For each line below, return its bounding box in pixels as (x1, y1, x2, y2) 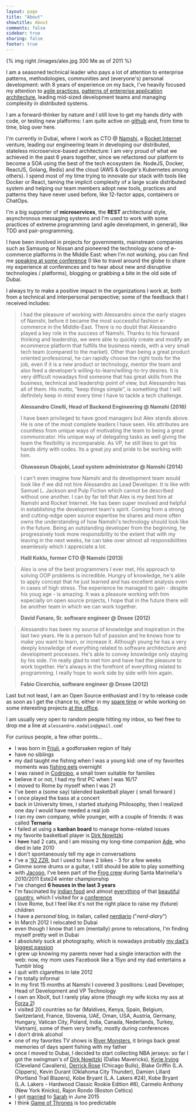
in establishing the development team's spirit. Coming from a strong (20, 505, 184, 512)
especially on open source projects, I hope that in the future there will (20, 597, 188, 604)
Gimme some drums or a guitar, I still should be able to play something (14, 863, 184, 870)
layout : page (6, 8, 38, 15)
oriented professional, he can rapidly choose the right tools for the (20, 354, 181, 361)
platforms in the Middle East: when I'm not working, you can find (33, 251, 189, 258)
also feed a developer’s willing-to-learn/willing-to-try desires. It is (20, 367, 179, 374)
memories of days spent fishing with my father (14, 1043, 128, 1050)
